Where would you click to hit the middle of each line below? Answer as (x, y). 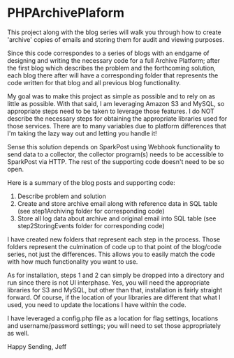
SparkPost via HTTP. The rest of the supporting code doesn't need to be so (116, 161)
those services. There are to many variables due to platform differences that (117, 126)
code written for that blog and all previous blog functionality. (94, 82)
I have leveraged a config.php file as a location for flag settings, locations (113, 318)
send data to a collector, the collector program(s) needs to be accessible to (116, 154)
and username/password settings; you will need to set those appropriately (114, 325)
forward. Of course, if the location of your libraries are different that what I (114, 297)
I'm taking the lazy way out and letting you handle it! (82, 133)
